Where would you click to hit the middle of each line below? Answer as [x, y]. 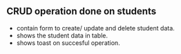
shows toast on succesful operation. [68, 43]
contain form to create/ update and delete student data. [96, 28]
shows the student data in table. [62, 35]
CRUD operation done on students [82, 11]
